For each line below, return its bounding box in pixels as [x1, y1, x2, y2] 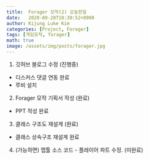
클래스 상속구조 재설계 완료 [15, 133, 80, 141]
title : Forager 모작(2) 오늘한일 [6, 9, 87, 15]
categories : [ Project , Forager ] [6, 26, 89, 32]
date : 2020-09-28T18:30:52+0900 [6, 15, 95, 21]
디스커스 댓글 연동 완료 [15, 73, 70, 81]
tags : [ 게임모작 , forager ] [6, 32, 71, 38]
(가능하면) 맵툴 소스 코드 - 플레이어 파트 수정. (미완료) [15, 146, 143, 153]
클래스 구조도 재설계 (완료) [15, 120, 78, 127]
